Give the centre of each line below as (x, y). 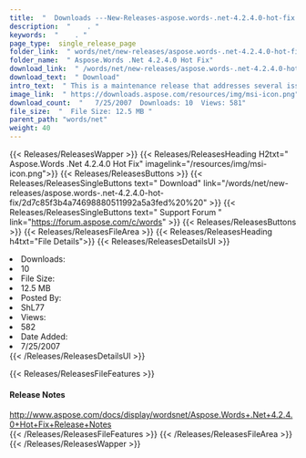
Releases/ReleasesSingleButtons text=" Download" (106, 183)
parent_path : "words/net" (58, 120)
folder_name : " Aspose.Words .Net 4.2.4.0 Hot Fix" (112, 60)
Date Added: (45, 337)
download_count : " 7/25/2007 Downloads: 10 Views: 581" (128, 103)
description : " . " (55, 26)
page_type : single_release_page (73, 43)
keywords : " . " (49, 35)
